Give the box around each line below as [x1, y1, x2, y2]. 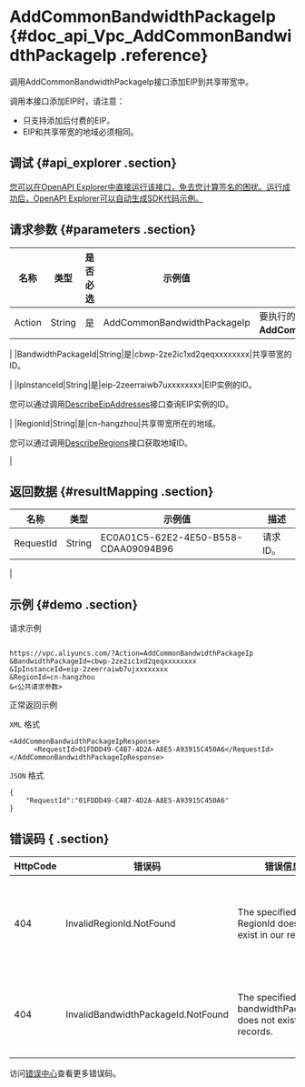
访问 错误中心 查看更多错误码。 [9, 1068, 121, 1079]
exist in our [237, 929, 285, 941]
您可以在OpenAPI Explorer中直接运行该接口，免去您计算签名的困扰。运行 [9, 181, 283, 192]
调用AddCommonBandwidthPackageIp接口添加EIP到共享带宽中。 [9, 75, 254, 87]
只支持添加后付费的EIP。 [22, 115, 115, 126]
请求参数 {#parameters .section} [9, 222, 197, 237]
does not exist [237, 1014, 298, 1026]
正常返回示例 [9, 700, 57, 710]
